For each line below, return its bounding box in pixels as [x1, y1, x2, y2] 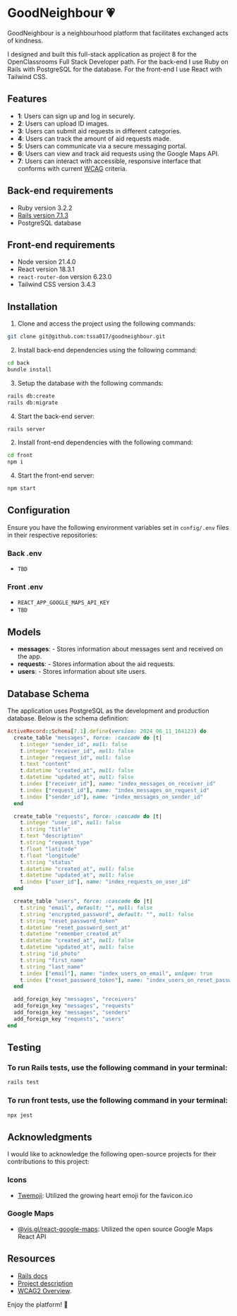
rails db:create [7, 392, 55, 400]
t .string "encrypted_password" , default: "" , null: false [20, 911, 194, 918]
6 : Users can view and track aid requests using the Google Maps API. [17, 149, 220, 158]
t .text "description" [20, 832, 83, 840]
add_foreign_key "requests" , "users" [13, 1015, 125, 1022]
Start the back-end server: [17, 412, 95, 420]
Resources [7, 1252, 56, 1265]
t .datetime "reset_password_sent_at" [20, 924, 131, 931]
